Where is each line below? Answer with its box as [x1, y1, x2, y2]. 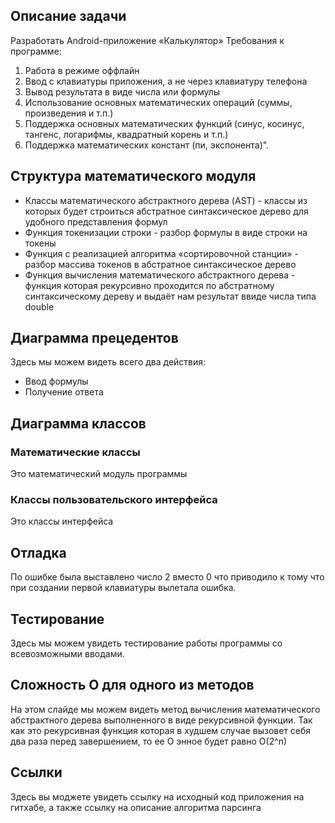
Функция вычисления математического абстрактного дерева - [24, 269, 296, 281]
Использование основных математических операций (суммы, [24, 96, 293, 108]
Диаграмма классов [10, 415, 147, 432]
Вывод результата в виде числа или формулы [24, 85, 221, 98]
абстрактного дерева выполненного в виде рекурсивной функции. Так [10, 714, 313, 726]
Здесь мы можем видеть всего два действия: [10, 356, 207, 368]
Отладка [10, 544, 67, 561]
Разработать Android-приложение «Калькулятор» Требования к [10, 34, 285, 46]
